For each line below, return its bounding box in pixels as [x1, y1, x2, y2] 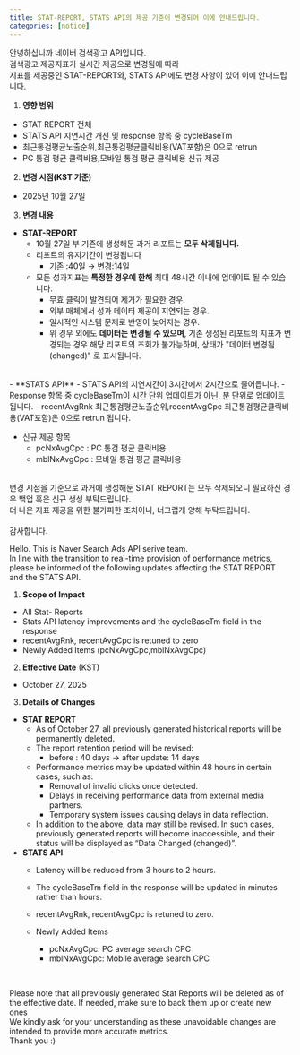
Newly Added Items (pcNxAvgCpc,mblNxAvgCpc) [21, 644, 207, 655]
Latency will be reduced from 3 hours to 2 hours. [35, 864, 217, 875]
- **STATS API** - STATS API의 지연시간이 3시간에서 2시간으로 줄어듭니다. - [9, 378, 285, 390]
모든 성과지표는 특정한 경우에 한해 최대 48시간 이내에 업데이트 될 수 [35, 271, 270, 282]
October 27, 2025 [21, 679, 88, 690]
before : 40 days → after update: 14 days [48, 751, 200, 762]
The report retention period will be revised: [35, 742, 194, 753]
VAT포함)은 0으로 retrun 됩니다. [19, 412, 132, 423]
